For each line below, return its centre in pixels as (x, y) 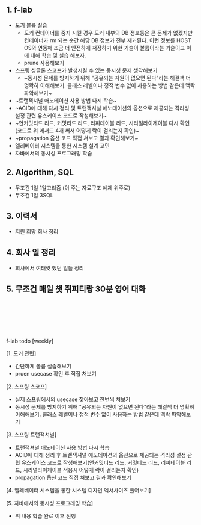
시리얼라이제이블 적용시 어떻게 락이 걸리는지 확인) (81, 470)
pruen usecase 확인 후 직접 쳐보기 (56, 374)
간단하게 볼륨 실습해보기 (43, 366)
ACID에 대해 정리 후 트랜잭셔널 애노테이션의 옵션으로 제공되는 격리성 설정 (100, 455)
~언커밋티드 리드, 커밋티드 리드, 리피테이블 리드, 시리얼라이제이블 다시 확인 (102, 123)
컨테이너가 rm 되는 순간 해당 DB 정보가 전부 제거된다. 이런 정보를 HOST (108, 40)
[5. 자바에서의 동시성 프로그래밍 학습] (50, 503)
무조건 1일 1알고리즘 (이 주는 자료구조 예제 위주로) (73, 188)
